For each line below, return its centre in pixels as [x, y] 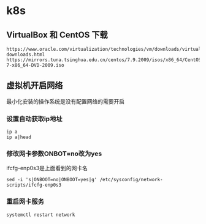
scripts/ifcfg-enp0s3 [34, 185]
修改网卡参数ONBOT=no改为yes [54, 154]
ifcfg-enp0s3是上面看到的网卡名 [47, 168]
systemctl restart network [41, 215]
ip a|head [19, 137]
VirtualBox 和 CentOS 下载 [57, 35]
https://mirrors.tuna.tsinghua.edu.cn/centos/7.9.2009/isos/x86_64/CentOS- [105, 60]
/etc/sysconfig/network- [132, 180]
